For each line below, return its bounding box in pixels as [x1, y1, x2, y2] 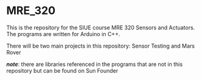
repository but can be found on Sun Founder [6, 67, 119, 74]
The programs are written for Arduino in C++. [6, 30, 120, 37]
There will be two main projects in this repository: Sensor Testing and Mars [6, 42, 195, 49]
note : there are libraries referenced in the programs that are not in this [6, 60, 183, 68]
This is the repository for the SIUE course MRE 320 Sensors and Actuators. [6, 24, 196, 31]
